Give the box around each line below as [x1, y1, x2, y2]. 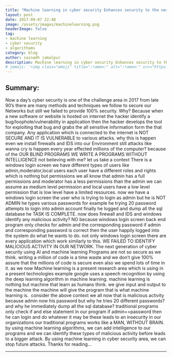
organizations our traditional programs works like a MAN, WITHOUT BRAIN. [5, 319, 165, 325]
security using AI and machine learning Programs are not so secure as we [5, 249, 161, 255]
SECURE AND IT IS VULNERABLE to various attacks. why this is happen [5, 135, 156, 141]
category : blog [5, 50, 38, 55]
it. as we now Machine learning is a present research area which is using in [5, 265, 164, 271]
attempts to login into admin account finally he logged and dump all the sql [5, 205, 163, 211]
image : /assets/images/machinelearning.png [5, 21, 100, 27]
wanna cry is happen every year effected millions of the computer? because [5, 146, 166, 152]
